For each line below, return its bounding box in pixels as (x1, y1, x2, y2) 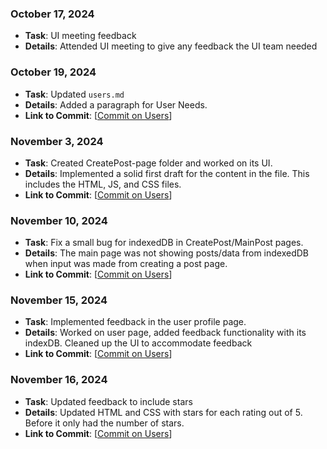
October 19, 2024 (10, 65, 97, 79)
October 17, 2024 (10, 7, 95, 21)
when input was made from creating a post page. (24, 258, 228, 270)
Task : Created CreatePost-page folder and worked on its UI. (24, 157, 273, 169)
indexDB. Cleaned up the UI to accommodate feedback (24, 337, 253, 349)
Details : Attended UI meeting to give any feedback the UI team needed (24, 40, 318, 52)
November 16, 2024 (10, 373, 108, 387)
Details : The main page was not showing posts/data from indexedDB (24, 247, 309, 259)
